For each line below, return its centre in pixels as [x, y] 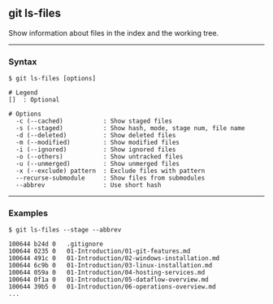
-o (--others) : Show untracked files [100, 157]
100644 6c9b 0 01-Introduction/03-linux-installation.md [110, 266]
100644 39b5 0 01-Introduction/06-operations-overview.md [113, 287]
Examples [28, 213]
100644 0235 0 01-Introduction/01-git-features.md [100, 251]
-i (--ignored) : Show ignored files [96, 150]
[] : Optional [34, 100]
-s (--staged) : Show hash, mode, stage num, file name [130, 128]
